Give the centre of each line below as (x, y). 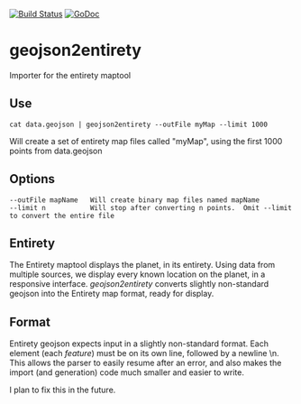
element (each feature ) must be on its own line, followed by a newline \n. (144, 353)
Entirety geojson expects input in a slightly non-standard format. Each (139, 344)
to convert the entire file (62, 216)
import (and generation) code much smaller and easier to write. (127, 372)
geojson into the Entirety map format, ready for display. (112, 294)
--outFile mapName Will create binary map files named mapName (134, 200)
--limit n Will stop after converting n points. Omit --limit (151, 207)
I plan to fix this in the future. (63, 390)
